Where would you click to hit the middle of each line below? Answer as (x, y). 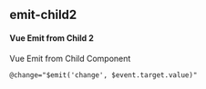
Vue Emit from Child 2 (51, 38)
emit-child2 (43, 15)
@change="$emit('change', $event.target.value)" (103, 75)
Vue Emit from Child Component (70, 58)
